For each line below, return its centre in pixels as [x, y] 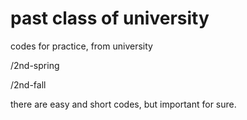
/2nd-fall [28, 84]
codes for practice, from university [81, 46]
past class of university [110, 18]
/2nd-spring [35, 65]
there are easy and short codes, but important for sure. [123, 104]
